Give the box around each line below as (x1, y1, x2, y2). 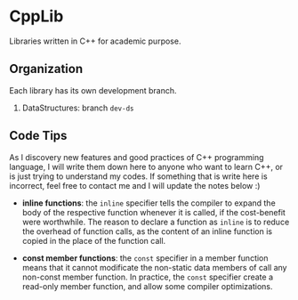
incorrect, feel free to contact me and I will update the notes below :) (9, 180, 261, 191)
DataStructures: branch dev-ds (21, 102, 134, 113)
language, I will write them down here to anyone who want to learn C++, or (9, 161, 283, 172)
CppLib (9, 6, 64, 27)
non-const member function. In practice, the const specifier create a (21, 272, 274, 282)
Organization (9, 61, 83, 77)
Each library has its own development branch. (9, 85, 177, 95)
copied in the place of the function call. (21, 235, 166, 246)
